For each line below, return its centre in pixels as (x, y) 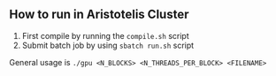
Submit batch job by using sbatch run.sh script (108, 45)
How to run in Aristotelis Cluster (99, 15)
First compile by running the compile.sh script (105, 35)
